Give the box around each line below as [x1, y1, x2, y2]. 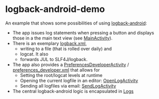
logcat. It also [20, 51, 49, 57]
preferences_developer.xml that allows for [12, 66, 100, 73]
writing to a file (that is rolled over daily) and [20, 45, 112, 51]
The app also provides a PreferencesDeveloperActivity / [12, 61, 129, 67]
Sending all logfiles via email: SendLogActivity [20, 82, 116, 88]
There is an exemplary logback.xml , [12, 40, 87, 46]
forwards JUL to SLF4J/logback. [20, 56, 88, 62]
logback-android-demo [5, 3, 105, 15]
